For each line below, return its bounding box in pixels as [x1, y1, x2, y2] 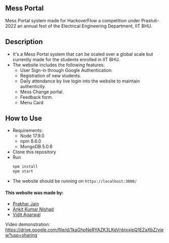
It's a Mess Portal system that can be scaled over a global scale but [12, 51, 153, 57]
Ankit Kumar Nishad [12, 206, 54, 212]
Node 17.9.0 [20, 133, 44, 139]
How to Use [5, 114, 42, 123]
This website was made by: [5, 189, 64, 195]
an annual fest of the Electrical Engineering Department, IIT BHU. [17, 23, 152, 29]
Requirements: [12, 128, 43, 134]
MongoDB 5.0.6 [20, 144, 53, 150]
